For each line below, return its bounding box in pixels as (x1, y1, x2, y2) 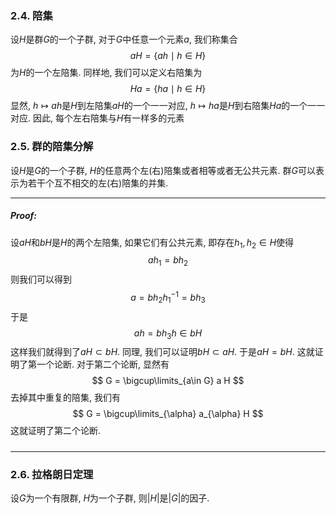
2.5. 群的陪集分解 (10, 140, 94, 154)
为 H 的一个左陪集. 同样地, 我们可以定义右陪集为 (10, 67, 203, 79)
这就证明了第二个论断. (10, 425, 102, 437)
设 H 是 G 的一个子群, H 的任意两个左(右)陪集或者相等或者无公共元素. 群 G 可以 (10, 164, 316, 176)
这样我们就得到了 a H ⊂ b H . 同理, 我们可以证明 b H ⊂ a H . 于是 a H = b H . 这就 (10, 346, 315, 358)
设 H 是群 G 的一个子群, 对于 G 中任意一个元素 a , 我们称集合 (10, 33, 238, 46)
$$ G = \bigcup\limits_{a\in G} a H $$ (91, 375, 245, 387)
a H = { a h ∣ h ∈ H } (129, 50, 207, 62)
